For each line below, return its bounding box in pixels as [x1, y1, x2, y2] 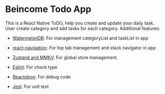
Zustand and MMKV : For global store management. [12, 54, 118, 60]
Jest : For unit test [12, 83, 49, 89]
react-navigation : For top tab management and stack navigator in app [12, 44, 156, 50]
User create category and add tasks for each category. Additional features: [5, 25, 160, 31]
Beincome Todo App [5, 3, 92, 15]
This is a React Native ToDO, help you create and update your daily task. [5, 20, 154, 26]
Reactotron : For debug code [12, 73, 71, 79]
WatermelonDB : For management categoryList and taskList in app [12, 35, 149, 41]
